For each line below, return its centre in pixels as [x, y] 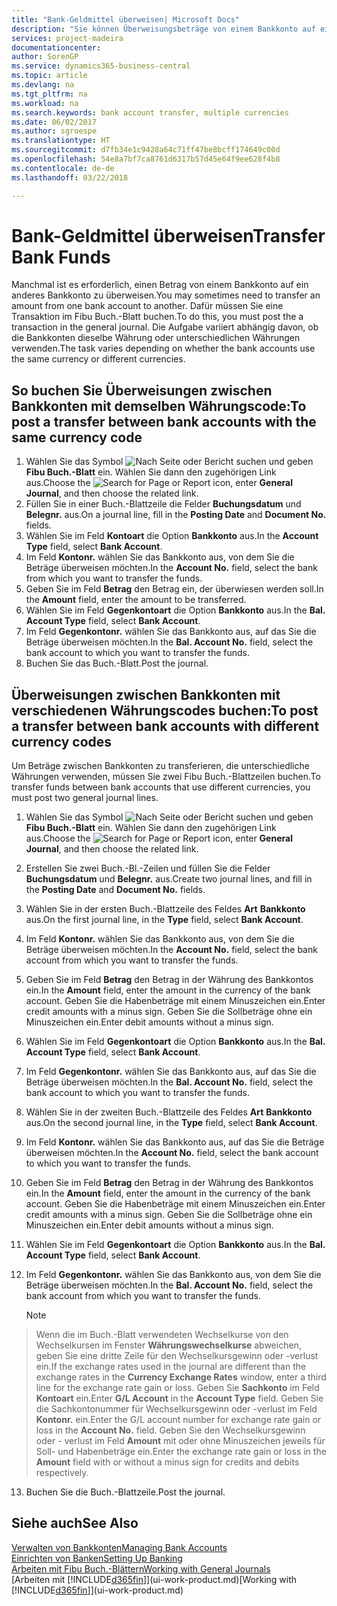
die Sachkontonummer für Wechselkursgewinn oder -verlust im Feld [176, 1409]
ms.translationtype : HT [61, 141]
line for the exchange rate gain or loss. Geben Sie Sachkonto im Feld [177, 1388]
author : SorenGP [45, 57]
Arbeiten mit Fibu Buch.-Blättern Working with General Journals [141, 1568]
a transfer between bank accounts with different [165, 726]
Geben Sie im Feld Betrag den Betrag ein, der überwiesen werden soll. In [174, 589]
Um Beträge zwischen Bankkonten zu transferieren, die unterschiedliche [160, 766]
